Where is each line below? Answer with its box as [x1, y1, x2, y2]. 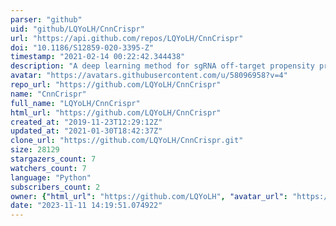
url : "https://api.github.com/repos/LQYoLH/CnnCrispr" [10, 33, 244, 43]
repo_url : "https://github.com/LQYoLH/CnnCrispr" [10, 80, 222, 90]
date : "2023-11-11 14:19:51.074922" [10, 201, 163, 211]
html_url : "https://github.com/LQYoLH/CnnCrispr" [10, 107, 222, 118]
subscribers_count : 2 [10, 182, 101, 192]
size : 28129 [10, 145, 60, 155]
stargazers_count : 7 [10, 154, 97, 164]
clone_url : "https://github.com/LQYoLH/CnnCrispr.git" [10, 136, 244, 146]
